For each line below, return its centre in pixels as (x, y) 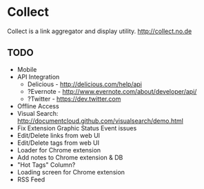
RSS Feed (31, 179)
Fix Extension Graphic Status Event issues (77, 128)
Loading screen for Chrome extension (71, 172)
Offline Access (38, 106)
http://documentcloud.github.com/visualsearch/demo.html (100, 121)
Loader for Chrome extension (59, 150)
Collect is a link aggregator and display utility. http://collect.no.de (100, 31)
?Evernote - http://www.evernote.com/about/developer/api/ (112, 91)
